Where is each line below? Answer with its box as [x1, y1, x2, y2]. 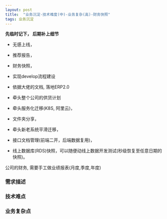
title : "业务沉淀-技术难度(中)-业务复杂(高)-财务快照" [5, 12, 110, 17]
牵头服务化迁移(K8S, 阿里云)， [12, 105, 75, 111]
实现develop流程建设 [12, 73, 56, 79]
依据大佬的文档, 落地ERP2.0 [12, 84, 70, 90]
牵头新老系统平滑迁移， [12, 126, 61, 132]
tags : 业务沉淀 [5, 16, 34, 21]
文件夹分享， [12, 116, 39, 122]
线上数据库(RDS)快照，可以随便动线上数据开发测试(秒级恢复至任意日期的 [12, 148, 162, 154]
